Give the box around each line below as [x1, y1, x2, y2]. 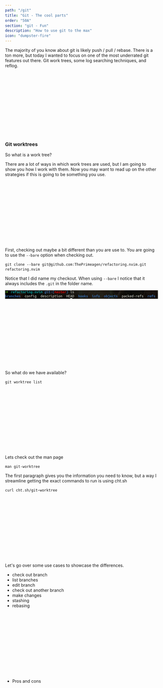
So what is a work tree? [5, 152, 52, 158]
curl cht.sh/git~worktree [5, 488, 57, 493]
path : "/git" [5, 8, 32, 13]
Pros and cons [12, 678, 41, 684]
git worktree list [5, 380, 42, 384]
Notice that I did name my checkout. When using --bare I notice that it [5, 275, 145, 281]
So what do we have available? [5, 369, 67, 375]
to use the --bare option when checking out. [5, 252, 94, 258]
